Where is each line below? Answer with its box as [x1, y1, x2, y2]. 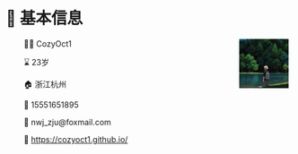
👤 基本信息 [5, 8, 83, 29]
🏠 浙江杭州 [22, 78, 66, 90]
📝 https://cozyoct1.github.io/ [22, 133, 128, 144]
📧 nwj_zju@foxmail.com [22, 116, 111, 127]
